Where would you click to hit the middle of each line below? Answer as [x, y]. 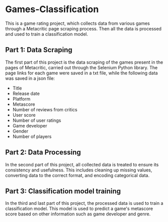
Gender [20, 131]
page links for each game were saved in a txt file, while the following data [81, 73]
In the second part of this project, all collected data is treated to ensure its [82, 164]
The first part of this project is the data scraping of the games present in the [84, 62]
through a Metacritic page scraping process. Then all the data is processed [83, 28]
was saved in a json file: [30, 78]
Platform [21, 99]
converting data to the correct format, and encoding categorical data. [77, 175]
